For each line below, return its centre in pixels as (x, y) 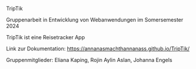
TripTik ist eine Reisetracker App (45, 37)
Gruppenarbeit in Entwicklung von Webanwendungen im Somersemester (95, 20)
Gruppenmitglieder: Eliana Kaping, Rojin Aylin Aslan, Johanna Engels (89, 60)
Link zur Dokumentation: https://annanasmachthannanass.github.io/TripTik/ (98, 49)
